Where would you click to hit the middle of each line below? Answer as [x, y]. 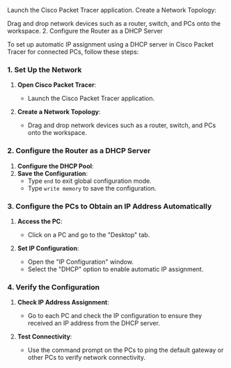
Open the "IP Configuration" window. [81, 262]
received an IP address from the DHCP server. [94, 323]
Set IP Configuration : [48, 248]
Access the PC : [40, 221]
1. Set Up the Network [45, 70]
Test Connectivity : [45, 337]
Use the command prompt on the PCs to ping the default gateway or [126, 350]
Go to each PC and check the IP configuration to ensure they [115, 316]
